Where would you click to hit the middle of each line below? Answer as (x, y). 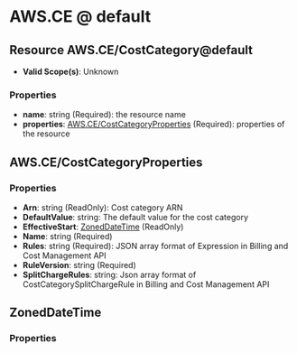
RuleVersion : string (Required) (79, 265)
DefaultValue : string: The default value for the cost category (135, 217)
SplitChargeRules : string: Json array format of (109, 274)
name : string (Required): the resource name (104, 115)
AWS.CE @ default (80, 17)
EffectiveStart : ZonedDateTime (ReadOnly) (103, 227)
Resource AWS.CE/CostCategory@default (131, 50)
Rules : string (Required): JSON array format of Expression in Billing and (155, 246)
